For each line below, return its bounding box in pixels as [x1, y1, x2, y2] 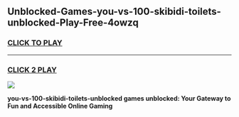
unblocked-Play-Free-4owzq [7, 17, 139, 29]
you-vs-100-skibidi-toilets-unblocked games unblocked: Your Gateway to [7, 94, 231, 102]
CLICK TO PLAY [7, 38, 63, 48]
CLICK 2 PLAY [7, 65, 57, 74]
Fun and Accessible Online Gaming [7, 101, 113, 110]
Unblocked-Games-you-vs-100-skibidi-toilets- [7, 6, 222, 18]
